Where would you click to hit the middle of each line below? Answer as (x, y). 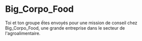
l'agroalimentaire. (23, 33)
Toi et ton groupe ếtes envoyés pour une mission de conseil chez (71, 23)
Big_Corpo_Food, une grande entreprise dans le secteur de (65, 28)
